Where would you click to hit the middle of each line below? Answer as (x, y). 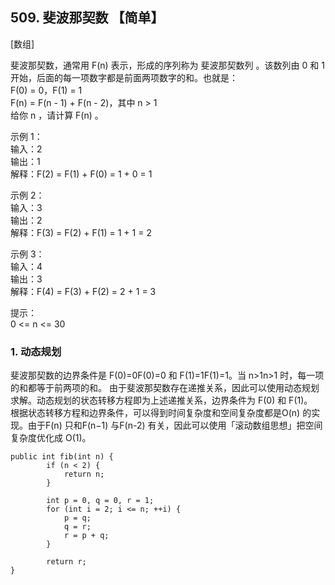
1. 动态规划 (36, 351)
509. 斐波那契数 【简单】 (87, 18)
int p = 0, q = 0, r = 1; (100, 501)
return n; (84, 474)
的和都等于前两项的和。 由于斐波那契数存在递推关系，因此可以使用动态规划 (165, 388)
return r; (66, 562)
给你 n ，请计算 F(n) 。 (57, 115)
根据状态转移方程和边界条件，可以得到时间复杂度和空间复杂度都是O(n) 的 (161, 413)
